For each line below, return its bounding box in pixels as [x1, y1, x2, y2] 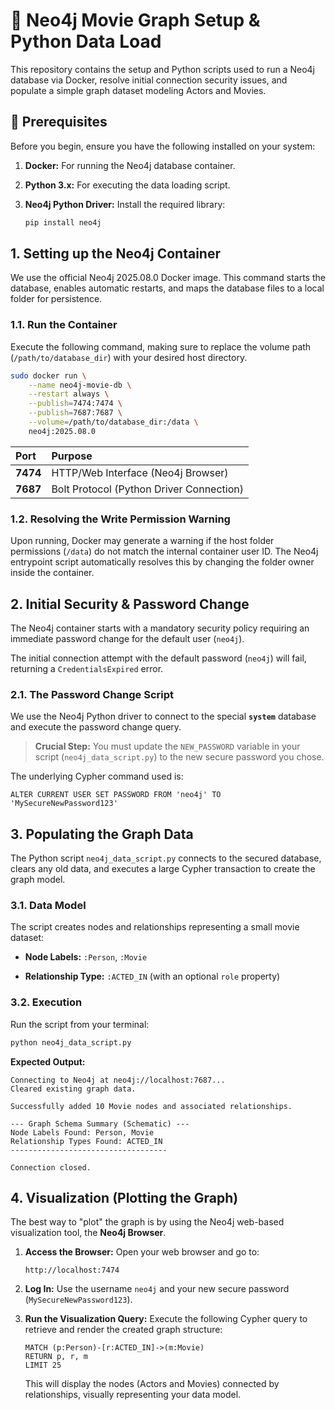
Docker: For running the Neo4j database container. [24, 159, 236, 171]
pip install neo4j [24, 217, 102, 228]
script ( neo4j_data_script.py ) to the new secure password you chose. [34, 751, 325, 763]
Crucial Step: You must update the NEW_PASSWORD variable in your [34, 740, 301, 753]
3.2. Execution [10, 995, 83, 1009]
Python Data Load [10, 30, 162, 53]
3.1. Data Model [10, 899, 87, 912]
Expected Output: [10, 1055, 86, 1068]
